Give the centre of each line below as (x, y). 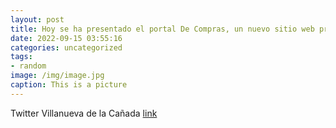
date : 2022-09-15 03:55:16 (66, 38)
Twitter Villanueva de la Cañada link (84, 113)
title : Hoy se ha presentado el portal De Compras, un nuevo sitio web (162, 29)
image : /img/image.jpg (57, 76)
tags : (21, 57)
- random (28, 66)
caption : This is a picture (69, 85)
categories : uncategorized (66, 47)
